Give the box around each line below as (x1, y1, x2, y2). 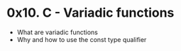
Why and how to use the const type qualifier (16, 35, 147, 43)
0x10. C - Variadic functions (6, 5, 175, 21)
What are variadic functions (16, 28, 99, 36)
